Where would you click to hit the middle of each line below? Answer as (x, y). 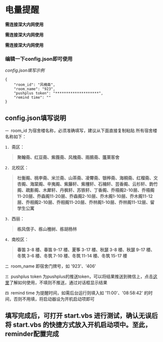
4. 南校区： (17, 239)
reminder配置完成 (32, 334)
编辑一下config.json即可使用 (39, 59)
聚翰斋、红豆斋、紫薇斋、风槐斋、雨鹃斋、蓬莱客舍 (68, 157)
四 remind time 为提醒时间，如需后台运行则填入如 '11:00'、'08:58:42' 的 (77, 293)
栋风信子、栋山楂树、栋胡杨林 (47, 229)
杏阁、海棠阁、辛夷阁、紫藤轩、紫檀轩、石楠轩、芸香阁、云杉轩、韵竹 (87, 184)
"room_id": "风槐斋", (35, 85)
